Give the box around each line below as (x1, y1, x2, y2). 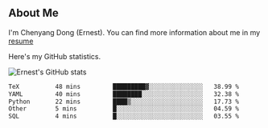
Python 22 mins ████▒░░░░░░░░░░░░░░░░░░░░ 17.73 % (8, 98, 240, 106)
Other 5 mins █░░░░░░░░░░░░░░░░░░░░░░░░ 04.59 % (8, 105, 240, 113)
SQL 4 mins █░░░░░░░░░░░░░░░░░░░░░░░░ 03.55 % (8, 112, 240, 121)
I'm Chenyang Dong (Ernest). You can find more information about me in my (8, 27, 261, 37)
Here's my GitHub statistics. (8, 51, 101, 61)
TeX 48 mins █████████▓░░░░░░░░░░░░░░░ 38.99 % (8, 82, 240, 90)
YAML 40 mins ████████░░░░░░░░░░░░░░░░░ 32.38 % (8, 90, 240, 98)
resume (8, 36, 34, 46)
